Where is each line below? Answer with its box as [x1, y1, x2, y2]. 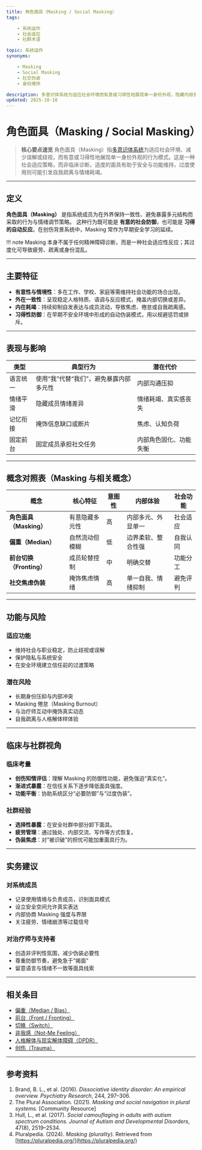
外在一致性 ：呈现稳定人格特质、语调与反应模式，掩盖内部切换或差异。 [14, 296, 189, 303]
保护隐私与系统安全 [14, 654, 63, 661]
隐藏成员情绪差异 [35, 399, 84, 407]
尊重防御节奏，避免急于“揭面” [14, 957, 89, 964]
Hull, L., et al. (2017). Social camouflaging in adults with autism [14, 1111, 172, 1118]
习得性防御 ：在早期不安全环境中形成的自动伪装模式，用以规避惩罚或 [14, 311, 184, 318]
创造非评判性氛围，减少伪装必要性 [14, 949, 100, 957]
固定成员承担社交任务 [35, 440, 96, 448]
